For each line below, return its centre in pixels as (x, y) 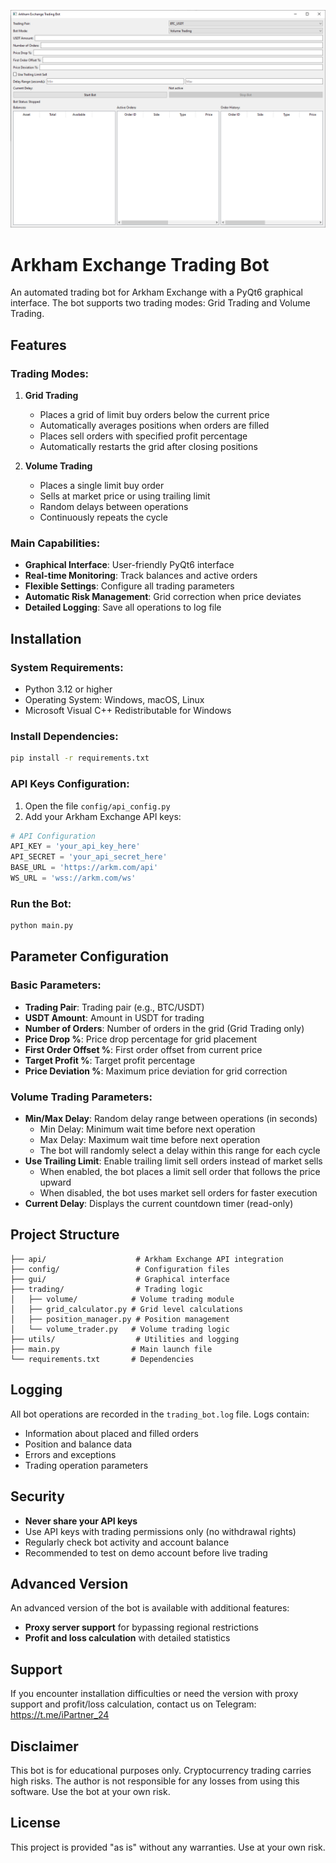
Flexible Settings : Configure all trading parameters (129, 586)
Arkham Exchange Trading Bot (140, 264)
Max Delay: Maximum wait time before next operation (150, 1140)
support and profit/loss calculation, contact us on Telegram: (133, 1704)
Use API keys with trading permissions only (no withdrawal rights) (160, 1531)
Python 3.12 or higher (68, 689)
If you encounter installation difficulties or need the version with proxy (154, 1694)
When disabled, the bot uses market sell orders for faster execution (178, 1193)
